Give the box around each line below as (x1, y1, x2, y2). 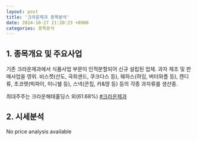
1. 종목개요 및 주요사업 (6, 49, 82, 59)
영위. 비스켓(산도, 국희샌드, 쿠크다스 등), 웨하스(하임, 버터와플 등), (26, 73, 178, 80)
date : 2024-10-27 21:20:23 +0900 (6, 20, 89, 25)
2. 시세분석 (6, 112, 45, 122)
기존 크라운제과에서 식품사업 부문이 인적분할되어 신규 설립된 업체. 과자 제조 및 (6, 66, 185, 73)
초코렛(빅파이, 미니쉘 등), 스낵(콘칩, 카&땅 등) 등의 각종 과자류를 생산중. (14, 81, 178, 88)
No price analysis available (6, 128, 72, 135)
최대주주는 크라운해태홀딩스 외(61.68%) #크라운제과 (6, 93, 127, 100)
